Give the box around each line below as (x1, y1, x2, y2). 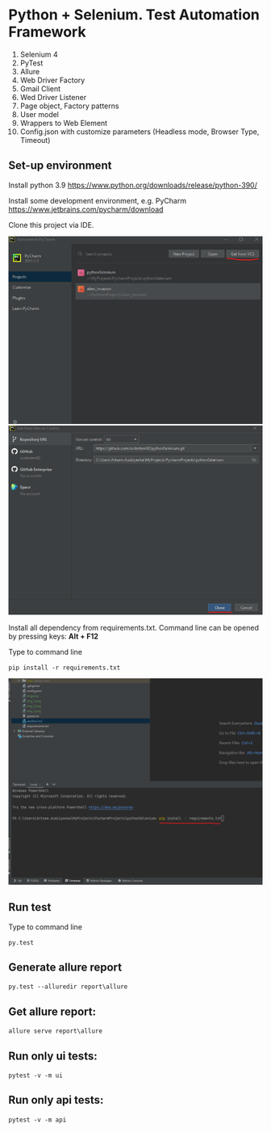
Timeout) (19, 135, 51, 145)
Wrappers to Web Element (19, 118, 107, 128)
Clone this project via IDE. (8, 220, 94, 229)
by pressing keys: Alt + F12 (8, 631, 99, 641)
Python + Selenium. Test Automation (8, 6, 260, 24)
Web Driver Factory (19, 75, 85, 85)
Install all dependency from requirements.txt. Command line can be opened (8, 623, 260, 633)
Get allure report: (8, 1004, 97, 1018)
